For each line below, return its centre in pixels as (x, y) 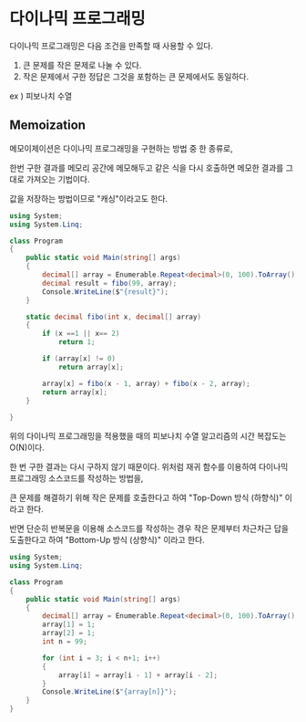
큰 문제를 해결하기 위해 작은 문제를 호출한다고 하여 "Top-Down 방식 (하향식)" (146, 497)
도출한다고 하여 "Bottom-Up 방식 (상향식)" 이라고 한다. (107, 540)
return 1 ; (76, 342)
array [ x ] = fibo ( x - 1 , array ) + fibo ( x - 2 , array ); (146, 383)
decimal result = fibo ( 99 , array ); (110, 283)
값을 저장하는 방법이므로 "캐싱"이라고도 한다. (89, 198)
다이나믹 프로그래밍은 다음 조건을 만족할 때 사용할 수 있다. (112, 46)
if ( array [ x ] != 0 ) (79, 359)
